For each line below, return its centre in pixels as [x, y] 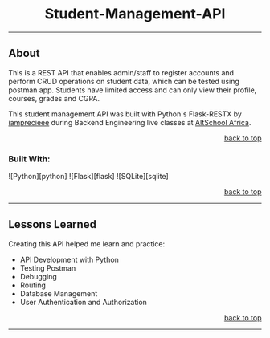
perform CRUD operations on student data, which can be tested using [124, 81]
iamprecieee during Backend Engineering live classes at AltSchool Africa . [130, 122]
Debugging [39, 276]
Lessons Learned [52, 224]
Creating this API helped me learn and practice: [87, 244]
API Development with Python [69, 259]
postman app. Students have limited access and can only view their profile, [133, 90]
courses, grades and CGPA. [54, 98]
